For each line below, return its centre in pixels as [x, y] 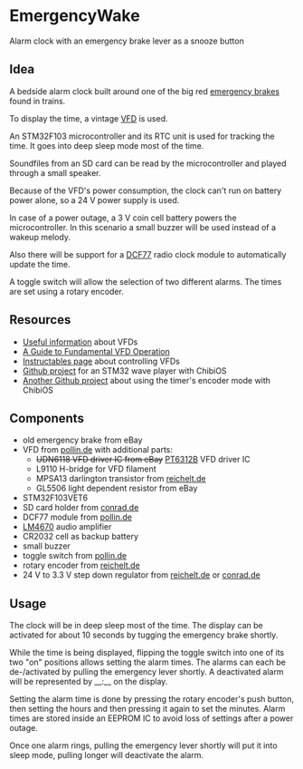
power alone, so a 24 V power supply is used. [95, 200]
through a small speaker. [55, 172]
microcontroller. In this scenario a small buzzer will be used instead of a [143, 227]
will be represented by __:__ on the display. [89, 682]
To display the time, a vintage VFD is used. [89, 118]
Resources [40, 320]
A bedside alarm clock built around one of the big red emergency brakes [145, 91]
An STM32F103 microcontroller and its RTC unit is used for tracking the [142, 136]
